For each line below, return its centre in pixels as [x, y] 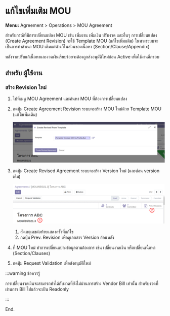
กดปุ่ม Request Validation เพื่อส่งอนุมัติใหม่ [52, 263]
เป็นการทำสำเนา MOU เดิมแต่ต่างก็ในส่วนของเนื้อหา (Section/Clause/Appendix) [77, 46]
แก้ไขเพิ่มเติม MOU [38, 11]
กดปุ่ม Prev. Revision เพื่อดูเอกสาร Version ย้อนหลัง [67, 237]
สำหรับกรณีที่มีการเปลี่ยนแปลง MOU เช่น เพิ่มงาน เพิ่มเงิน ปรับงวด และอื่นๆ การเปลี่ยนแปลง [81, 35]
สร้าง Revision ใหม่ [26, 87]
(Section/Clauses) [31, 253]
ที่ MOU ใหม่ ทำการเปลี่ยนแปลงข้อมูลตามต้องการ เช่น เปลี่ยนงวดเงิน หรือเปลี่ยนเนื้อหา [84, 247]
